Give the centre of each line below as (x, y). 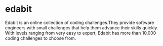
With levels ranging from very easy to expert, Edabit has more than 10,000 (81, 33)
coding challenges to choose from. (41, 38)
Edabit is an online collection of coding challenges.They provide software (80, 23)
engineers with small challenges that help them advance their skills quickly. (82, 27)
